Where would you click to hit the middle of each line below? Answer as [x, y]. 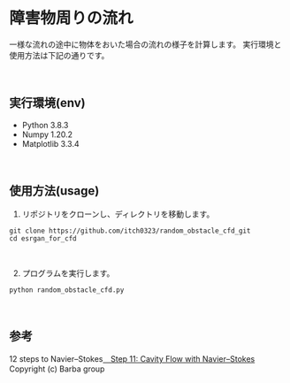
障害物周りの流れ [72, 18]
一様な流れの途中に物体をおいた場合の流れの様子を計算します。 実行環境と [145, 44]
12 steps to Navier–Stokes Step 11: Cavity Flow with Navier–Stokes [132, 359]
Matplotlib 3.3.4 [50, 143]
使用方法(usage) [54, 191]
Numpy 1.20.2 [47, 134]
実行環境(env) [47, 103]
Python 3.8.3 [45, 125]
